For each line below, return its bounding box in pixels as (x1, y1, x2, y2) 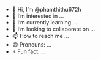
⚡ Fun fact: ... (12, 48, 46, 55)
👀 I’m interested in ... (12, 12, 64, 20)
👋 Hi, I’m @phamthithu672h (12, 6, 81, 13)
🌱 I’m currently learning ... (12, 19, 78, 26)
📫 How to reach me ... (12, 32, 69, 39)
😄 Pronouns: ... (12, 41, 52, 48)
